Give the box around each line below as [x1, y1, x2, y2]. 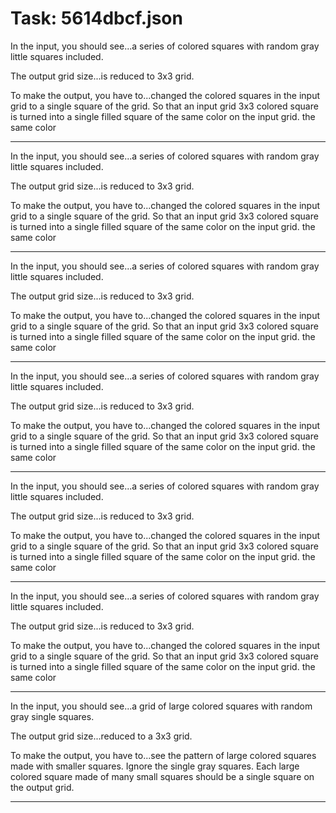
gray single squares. [10, 710, 95, 722]
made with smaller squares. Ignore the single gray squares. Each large [10, 760, 300, 772]
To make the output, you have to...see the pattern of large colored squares [10, 749, 317, 761]
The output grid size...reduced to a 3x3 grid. [10, 730, 193, 742]
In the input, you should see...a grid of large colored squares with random [10, 700, 313, 712]
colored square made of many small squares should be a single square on [10, 770, 315, 782]
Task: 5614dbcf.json [10, 7, 183, 30]
